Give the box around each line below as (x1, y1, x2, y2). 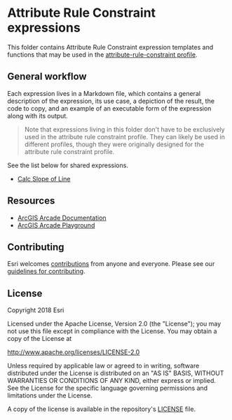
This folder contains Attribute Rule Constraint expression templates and (7, 43, 214, 51)
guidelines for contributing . (7, 267, 86, 276)
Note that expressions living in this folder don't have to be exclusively (24, 125, 226, 134)
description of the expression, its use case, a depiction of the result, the (7, 97, 215, 105)
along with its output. (7, 111, 68, 120)
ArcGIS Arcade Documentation (17, 213, 107, 222)
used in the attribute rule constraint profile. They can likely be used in (24, 132, 226, 141)
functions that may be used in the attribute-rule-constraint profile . (7, 50, 198, 59)
